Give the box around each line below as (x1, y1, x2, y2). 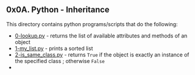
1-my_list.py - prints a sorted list (14, 45, 93, 52)
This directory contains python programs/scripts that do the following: (6, 20, 178, 27)
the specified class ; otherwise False (14, 57, 105, 64)
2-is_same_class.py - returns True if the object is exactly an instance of (14, 51, 190, 58)
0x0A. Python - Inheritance (6, 5, 110, 15)
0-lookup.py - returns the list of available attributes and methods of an (14, 32, 188, 39)
